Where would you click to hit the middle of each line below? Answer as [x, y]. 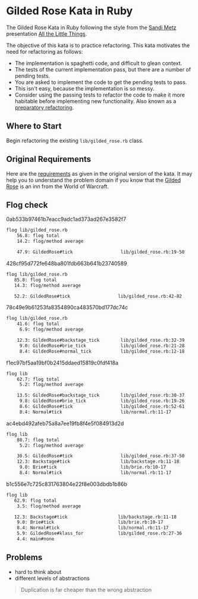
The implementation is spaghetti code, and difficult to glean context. [98, 63]
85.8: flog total [36, 280]
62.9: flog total [36, 500]
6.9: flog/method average [51, 330]
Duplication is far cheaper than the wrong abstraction [86, 589]
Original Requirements [49, 159]
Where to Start [34, 126]
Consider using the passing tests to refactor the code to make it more [100, 95]
